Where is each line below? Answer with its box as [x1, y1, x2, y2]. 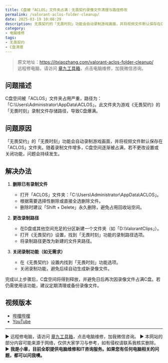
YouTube [12, 318, 31, 324]
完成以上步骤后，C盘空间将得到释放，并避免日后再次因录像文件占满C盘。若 [5, 276, 161, 282]
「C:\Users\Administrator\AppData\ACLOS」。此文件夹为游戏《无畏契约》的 [5, 102, 160, 108]
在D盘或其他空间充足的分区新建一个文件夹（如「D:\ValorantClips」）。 [19, 226, 161, 232]
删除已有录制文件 [12, 181, 48, 187]
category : [5, 26, 26, 31]
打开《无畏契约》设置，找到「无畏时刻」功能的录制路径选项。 [19, 232, 147, 238]
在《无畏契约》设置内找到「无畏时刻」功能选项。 [19, 259, 121, 265]
